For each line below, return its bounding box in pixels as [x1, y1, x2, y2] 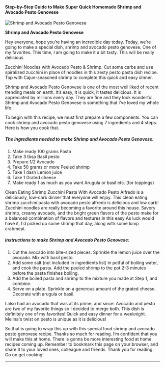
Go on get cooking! [5, 352, 44, 358]
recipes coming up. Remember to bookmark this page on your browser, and [5, 341, 158, 347]
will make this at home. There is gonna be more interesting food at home [5, 336, 152, 342]
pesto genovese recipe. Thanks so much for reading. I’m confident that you [5, 331, 158, 337]
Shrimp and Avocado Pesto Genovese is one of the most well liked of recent [5, 84, 159, 90]
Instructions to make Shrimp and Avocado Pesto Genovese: [5, 237, 130, 243]
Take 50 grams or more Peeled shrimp [12, 164, 90, 170]
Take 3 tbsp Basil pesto [12, 154, 60, 159]
